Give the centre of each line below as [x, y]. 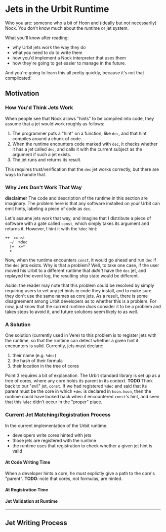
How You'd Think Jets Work [39, 107]
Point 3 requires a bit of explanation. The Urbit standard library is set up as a [83, 375]
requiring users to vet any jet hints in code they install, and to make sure [78, 290]
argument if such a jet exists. [42, 154]
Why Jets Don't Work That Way [43, 187]
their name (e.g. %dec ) [34, 356]
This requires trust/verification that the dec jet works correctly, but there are [82, 169]
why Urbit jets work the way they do [49, 47]
